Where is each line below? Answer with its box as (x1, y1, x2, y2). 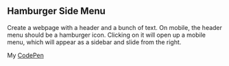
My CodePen (7, 51, 45, 59)
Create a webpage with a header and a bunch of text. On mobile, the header (7, 23, 223, 31)
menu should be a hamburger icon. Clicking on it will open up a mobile (7, 31, 206, 39)
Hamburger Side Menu (7, 5, 106, 17)
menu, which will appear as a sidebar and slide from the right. (7, 37, 182, 46)
